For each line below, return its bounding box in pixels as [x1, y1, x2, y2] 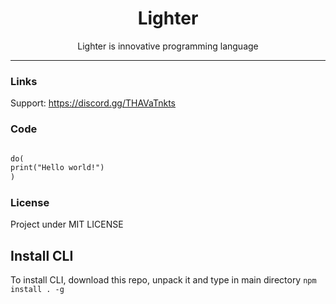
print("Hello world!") [10, 163, 105, 173]
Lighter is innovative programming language [77, 40, 259, 52]
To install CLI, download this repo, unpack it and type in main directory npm [10, 274, 317, 286]
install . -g [10, 285, 65, 295]
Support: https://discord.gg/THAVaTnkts [10, 97, 177, 109]
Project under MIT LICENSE [10, 218, 124, 231]
